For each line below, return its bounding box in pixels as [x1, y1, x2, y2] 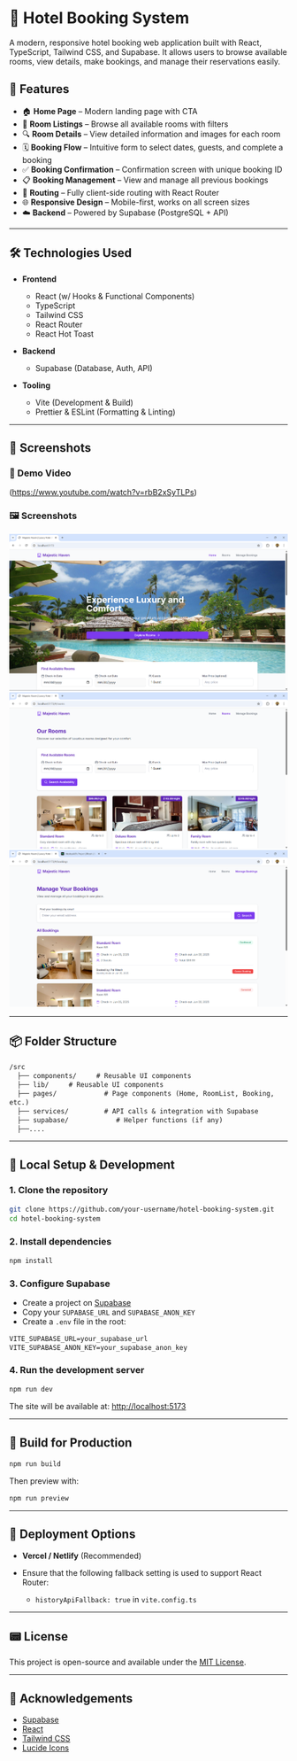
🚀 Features [9, 81, 70, 97]
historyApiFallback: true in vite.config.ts [34, 1594, 197, 1604]
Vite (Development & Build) [34, 397, 134, 407]
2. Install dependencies [9, 1235, 112, 1247]
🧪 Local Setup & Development [9, 1157, 175, 1172]
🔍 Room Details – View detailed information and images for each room [21, 128, 281, 139]
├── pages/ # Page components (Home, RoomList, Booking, [17, 1090, 275, 1098]
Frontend [21, 274, 57, 284]
